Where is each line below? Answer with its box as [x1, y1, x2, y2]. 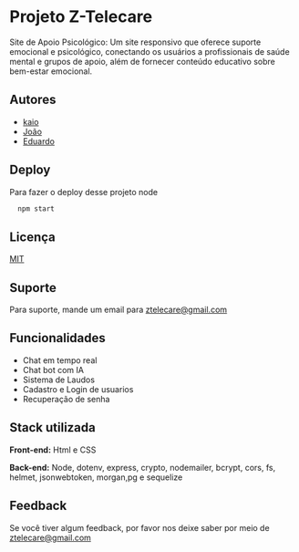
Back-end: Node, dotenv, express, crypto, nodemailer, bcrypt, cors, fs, [9, 462, 276, 473]
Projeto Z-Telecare [9, 6, 153, 27]
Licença [9, 229, 57, 245]
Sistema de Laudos [22, 374, 96, 385]
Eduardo [22, 135, 55, 147]
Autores [9, 92, 57, 108]
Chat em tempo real [22, 354, 98, 366]
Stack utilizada [9, 420, 96, 435]
